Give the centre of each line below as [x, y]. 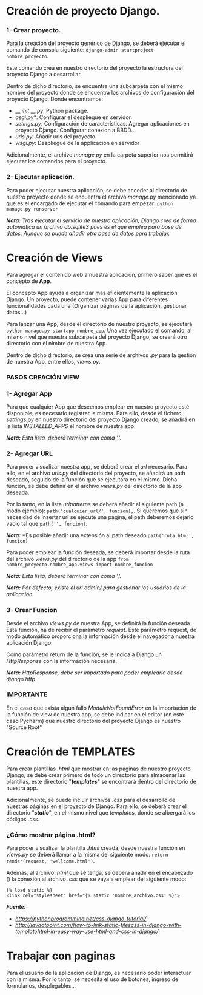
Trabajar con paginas [61, 956]
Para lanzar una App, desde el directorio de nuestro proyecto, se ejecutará [99, 324]
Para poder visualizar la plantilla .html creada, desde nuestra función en [96, 848]
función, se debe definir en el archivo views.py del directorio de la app [94, 486]
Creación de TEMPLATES [71, 752]
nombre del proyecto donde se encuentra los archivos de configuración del [101, 93]
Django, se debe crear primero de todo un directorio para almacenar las [96, 775]
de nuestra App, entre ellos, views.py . [54, 361]
